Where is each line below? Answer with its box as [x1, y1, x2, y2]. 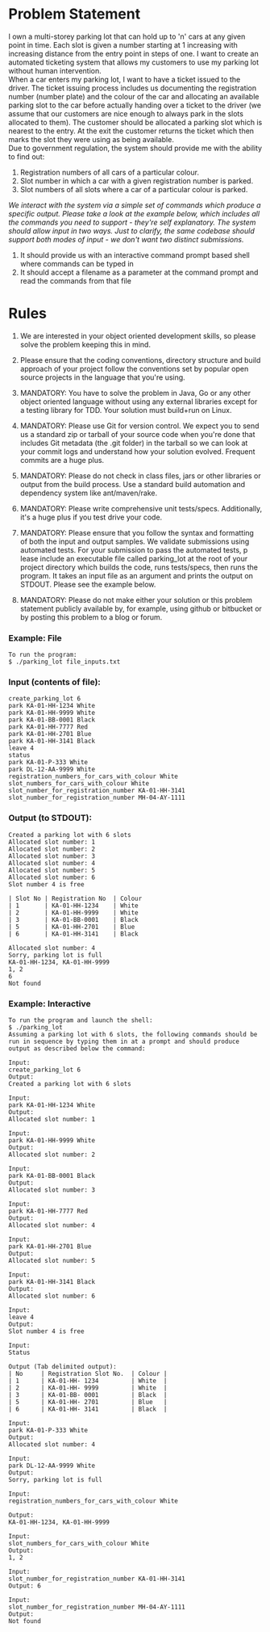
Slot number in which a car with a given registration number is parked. [19, 175, 254, 186]
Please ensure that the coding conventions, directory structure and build [19, 355, 261, 364]
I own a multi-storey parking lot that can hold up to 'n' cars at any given [8, 32, 246, 41]
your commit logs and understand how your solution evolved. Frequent [19, 446, 255, 456]
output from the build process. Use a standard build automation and [19, 479, 246, 489]
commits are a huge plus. [19, 455, 105, 465]
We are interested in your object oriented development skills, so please [19, 330, 256, 340]
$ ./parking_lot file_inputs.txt [8, 658, 121, 667]
